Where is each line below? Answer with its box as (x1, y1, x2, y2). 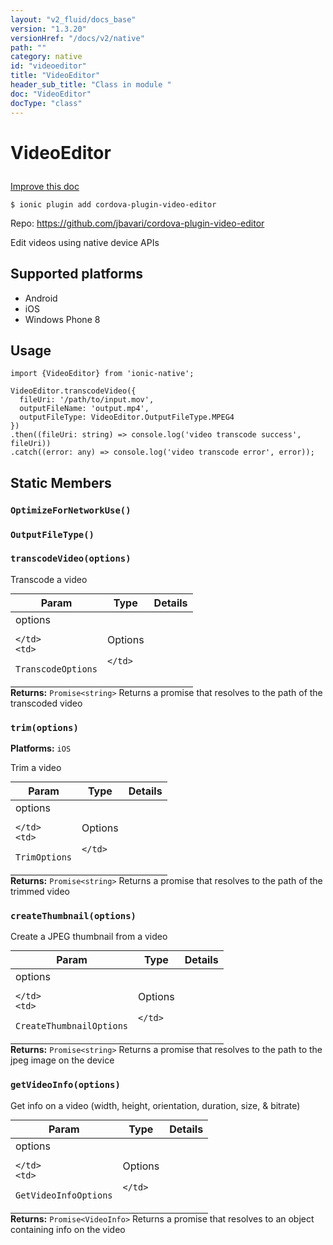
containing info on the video (10, 1223, 126, 1235)
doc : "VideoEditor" (10, 89, 92, 99)
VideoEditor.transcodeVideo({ (10, 386, 137, 396)
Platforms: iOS (10, 742, 72, 755)
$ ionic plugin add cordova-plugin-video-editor (10, 199, 217, 210)
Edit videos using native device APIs (10, 236, 160, 248)
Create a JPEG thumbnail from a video (10, 931, 168, 943)
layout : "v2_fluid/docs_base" (10, 14, 137, 25)
